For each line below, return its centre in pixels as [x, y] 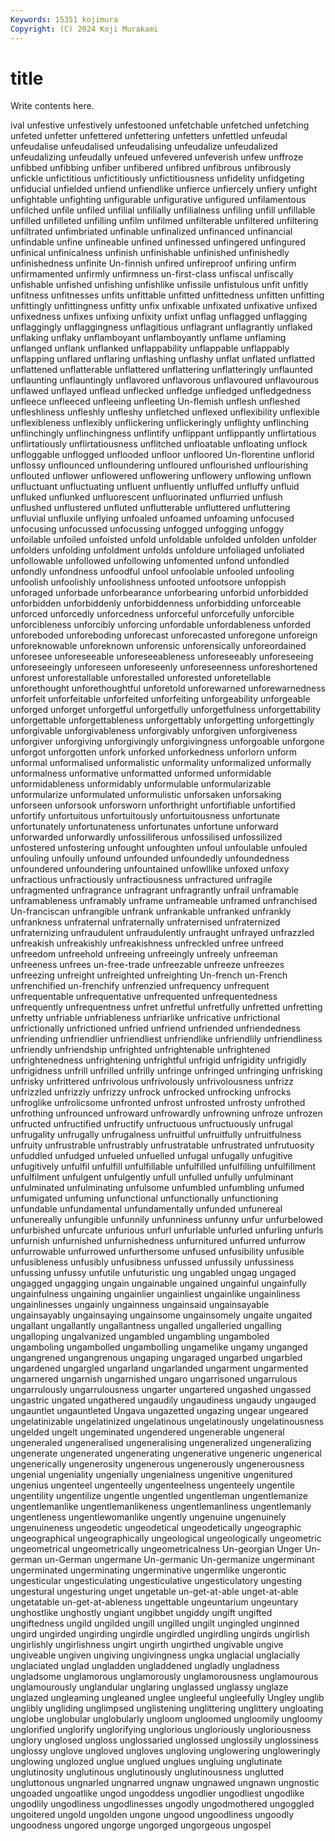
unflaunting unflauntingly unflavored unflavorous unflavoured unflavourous [165, 380]
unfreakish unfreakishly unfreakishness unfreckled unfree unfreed [147, 943]
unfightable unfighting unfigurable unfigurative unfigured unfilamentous [158, 200]
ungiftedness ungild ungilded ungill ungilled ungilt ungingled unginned [155, 1623]
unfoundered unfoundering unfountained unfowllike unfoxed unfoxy [150, 869]
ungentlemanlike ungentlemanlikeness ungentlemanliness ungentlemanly [161, 1507]
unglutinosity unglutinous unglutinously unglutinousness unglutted [147, 1772]
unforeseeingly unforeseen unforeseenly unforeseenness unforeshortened [164, 667]
